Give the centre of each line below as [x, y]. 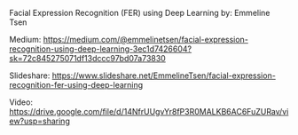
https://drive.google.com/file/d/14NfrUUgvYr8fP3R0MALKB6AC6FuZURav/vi [149, 111]
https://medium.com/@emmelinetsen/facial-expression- [145, 40]
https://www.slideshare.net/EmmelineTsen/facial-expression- [164, 75]
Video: [21, 102]
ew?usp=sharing [40, 121]
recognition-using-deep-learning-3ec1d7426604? [101, 49]
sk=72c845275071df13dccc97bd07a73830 [87, 58]
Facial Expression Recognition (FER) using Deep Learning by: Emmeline [140, 13]
